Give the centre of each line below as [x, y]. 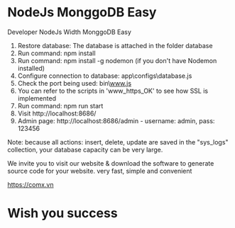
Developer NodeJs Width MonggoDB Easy [69, 32]
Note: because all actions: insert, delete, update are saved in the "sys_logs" [118, 142]
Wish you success [63, 213]
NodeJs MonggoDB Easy [82, 12]
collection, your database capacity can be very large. [85, 149]
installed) [31, 68]
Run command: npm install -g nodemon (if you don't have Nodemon [117, 60]
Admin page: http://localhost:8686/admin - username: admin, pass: [116, 120]
